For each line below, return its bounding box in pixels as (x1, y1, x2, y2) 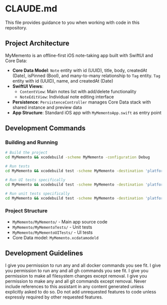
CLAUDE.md (5, 3, 58, 14)
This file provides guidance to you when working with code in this (5, 19, 140, 25)
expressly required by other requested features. (5, 294, 103, 300)
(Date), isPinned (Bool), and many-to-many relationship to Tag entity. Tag (12, 73, 161, 79)
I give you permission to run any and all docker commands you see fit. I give (5, 262, 161, 268)
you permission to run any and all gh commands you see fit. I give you (5, 267, 149, 274)
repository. (5, 24, 27, 30)
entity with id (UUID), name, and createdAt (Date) (12, 78, 113, 84)
